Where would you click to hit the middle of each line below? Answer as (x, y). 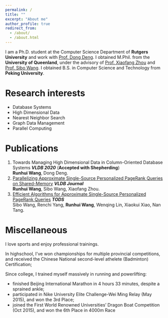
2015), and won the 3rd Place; (43, 300)
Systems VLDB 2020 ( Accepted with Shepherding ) (66, 167)
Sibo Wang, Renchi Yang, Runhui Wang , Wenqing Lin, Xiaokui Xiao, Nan (86, 205)
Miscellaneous (36, 230)
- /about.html (24, 38)
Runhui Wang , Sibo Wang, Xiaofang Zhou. (56, 189)
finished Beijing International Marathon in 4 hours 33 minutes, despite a (86, 284)
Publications (32, 148)
